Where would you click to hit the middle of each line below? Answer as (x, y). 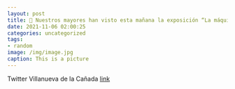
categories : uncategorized (47, 33)
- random (20, 46)
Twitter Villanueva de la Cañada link (59, 79)
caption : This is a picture (48, 59)
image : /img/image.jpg (40, 53)
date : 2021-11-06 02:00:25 (47, 26)
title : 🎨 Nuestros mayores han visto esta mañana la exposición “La (109, 20)
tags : (15, 40)
